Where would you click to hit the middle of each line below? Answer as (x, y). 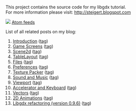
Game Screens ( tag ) (33, 46)
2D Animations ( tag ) (33, 98)
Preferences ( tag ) (30, 67)
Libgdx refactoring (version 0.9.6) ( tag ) (52, 103)
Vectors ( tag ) (26, 93)
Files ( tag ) (23, 62)
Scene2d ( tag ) (27, 51)
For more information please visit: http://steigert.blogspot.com (68, 12)
